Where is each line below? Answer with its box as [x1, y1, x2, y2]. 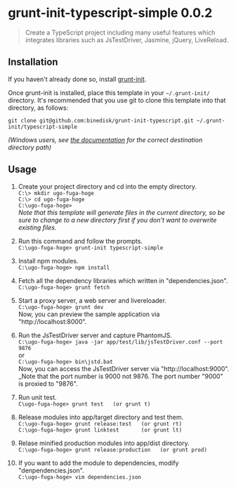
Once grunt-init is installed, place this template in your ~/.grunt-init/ [8, 88, 210, 96]
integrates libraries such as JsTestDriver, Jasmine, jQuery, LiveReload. [25, 35, 229, 44]
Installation [8, 56, 58, 68]
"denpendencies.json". [18, 466, 84, 475]
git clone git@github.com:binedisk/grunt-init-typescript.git [8, 117, 194, 124]
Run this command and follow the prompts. [18, 237, 143, 245]
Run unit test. [18, 393, 57, 401]
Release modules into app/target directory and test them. [18, 413, 184, 421]
